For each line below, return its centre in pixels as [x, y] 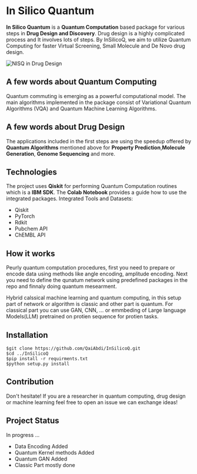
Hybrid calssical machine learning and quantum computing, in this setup [94, 298]
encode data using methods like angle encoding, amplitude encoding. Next [97, 274]
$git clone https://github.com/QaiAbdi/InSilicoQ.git [74, 348]
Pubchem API [31, 229]
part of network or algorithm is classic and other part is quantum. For [90, 304]
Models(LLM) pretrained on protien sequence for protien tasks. [82, 317]
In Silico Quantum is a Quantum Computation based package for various [96, 27]
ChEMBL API [30, 235]
